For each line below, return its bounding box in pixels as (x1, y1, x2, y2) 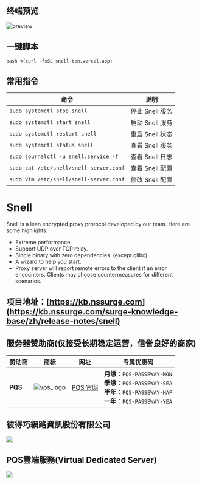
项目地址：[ (6, 297, 50, 307)
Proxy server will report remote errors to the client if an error (15, 264, 167, 272)
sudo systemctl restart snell (9, 130, 97, 137)
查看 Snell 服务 (130, 142, 173, 150)
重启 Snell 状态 (130, 130, 173, 139)
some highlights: (6, 227, 48, 234)
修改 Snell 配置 (130, 176, 173, 184)
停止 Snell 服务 (130, 107, 173, 116)
